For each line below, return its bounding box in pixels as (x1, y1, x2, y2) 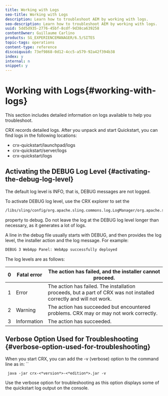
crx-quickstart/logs (12, 153, 52, 159)
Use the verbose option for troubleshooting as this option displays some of (5, 379, 159, 386)
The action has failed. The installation (47, 283, 136, 290)
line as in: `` (5, 361, 29, 367)
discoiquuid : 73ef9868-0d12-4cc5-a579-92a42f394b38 (5, 49, 115, 54)
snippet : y (5, 63, 28, 68)
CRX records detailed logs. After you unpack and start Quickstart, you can (5, 127, 158, 133)
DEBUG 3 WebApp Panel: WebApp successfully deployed (5, 247, 117, 252)
